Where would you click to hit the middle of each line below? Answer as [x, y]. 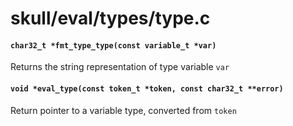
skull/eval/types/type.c [110, 18]
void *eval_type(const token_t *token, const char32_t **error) [147, 88]
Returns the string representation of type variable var [120, 67]
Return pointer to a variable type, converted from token [123, 110]
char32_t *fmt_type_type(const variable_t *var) [113, 45]
